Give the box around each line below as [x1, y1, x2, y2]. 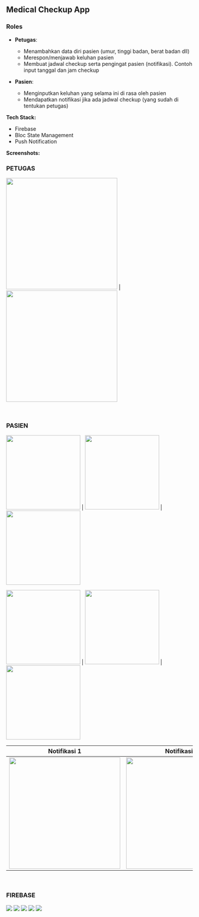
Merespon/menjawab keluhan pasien [23, 53, 114, 61]
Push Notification [14, 138, 57, 145]
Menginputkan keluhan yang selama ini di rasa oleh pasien [23, 89, 167, 97]
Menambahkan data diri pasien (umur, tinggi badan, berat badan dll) [23, 48, 190, 55]
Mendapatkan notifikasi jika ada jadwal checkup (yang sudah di [23, 96, 179, 103]
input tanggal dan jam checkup [23, 67, 99, 74]
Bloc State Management [14, 131, 74, 138]
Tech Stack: [6, 113, 37, 121]
